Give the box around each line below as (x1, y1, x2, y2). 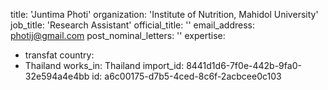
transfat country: (24, 49, 95, 61)
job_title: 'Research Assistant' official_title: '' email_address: (10, 19, 256, 31)
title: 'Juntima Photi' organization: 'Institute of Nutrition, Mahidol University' (10, 9, 319, 20)
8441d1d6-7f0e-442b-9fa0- (186, 60, 302, 71)
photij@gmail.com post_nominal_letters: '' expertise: (10, 30, 226, 41)
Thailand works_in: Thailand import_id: (24, 60, 185, 71)
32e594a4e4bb (24, 70, 90, 82)
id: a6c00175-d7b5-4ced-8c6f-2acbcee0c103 (91, 70, 282, 82)
